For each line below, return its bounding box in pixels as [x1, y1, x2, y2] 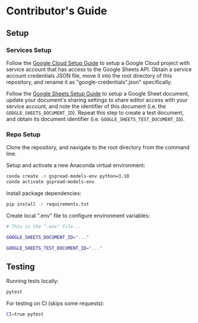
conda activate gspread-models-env [6, 179, 95, 185]
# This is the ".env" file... [6, 223, 82, 229]
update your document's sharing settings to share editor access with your [6, 96, 188, 103]
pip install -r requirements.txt [6, 201, 89, 207]
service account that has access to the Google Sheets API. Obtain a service [6, 66, 192, 73]
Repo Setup [6, 130, 41, 139]
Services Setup [6, 46, 52, 54]
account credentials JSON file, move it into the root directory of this [6, 72, 172, 79]
